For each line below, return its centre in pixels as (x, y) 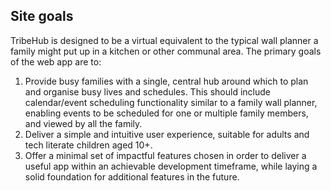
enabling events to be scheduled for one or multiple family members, (166, 113)
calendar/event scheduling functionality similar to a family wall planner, (171, 102)
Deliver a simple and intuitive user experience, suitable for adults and (167, 134)
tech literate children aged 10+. (88, 145)
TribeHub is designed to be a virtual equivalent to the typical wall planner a (164, 40)
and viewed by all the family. (83, 123)
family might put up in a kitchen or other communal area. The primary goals (166, 51)
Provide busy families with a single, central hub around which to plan (166, 81)
